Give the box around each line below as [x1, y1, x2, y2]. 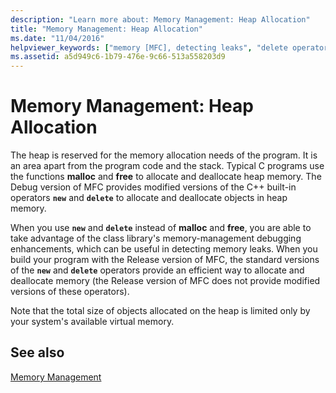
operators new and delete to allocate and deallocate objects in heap [10, 192, 288, 204]
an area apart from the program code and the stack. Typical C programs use [10, 160, 325, 172]
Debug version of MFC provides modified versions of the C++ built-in [10, 181, 297, 193]
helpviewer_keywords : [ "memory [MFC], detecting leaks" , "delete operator [10, 42, 329, 53]
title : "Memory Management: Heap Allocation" [10, 24, 203, 34]
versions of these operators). [10, 286, 130, 298]
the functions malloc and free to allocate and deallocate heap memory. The [10, 171, 322, 183]
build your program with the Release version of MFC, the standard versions [10, 254, 320, 266]
